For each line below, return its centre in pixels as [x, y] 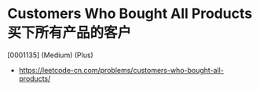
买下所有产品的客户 [70, 33]
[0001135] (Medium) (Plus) [50, 55]
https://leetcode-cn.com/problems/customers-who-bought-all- [121, 70]
